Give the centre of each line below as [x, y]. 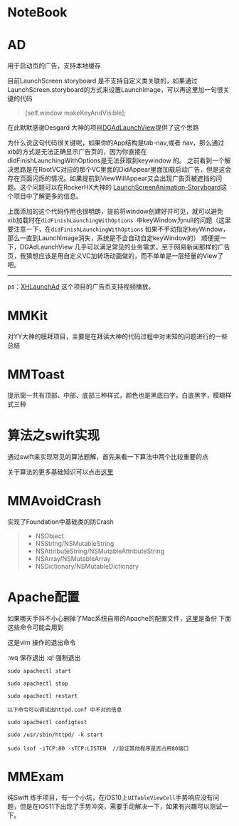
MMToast [36, 375]
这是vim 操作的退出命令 [42, 642]
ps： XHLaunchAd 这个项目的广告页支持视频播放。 [81, 286]
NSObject [49, 536]
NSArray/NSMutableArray [73, 558]
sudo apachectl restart [43, 696]
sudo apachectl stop [38, 683]
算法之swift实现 [54, 436]
